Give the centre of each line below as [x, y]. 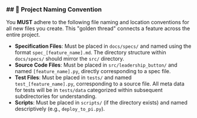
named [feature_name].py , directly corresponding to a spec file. [93, 71]
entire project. [23, 35]
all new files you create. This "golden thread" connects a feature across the [98, 28]
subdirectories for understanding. [56, 96]
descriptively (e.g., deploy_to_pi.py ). [60, 109]
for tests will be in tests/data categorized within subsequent [88, 90]
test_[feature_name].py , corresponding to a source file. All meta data [99, 84]
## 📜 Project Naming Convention [54, 9]
